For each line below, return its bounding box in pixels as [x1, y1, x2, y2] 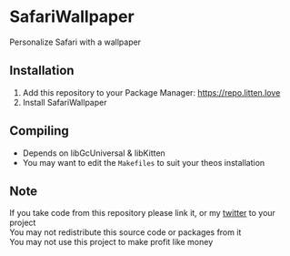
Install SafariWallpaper [22, 97, 107, 108]
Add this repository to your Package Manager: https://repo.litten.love [22, 87, 281, 97]
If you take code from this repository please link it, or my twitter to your [9, 208, 275, 219]
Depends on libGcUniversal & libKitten [22, 148, 165, 159]
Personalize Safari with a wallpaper [9, 36, 142, 47]
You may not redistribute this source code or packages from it [9, 227, 242, 238]
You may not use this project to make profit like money [9, 237, 214, 248]
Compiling [9, 123, 70, 138]
